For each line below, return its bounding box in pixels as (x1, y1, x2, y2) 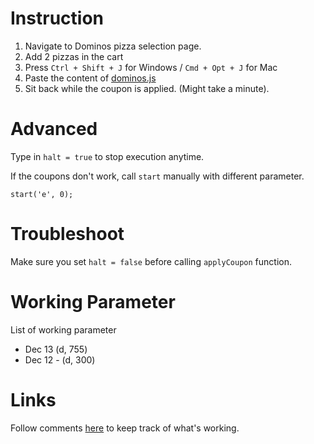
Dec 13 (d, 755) (24, 343, 88, 355)
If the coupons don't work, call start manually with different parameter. (10, 170, 305, 182)
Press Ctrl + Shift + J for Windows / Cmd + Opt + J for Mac (24, 61, 278, 73)
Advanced (10, 118, 98, 141)
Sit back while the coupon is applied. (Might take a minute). (24, 82, 270, 94)
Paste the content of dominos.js (24, 72, 157, 84)
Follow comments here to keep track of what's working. (10, 422, 240, 434)
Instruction (10, 7, 104, 30)
